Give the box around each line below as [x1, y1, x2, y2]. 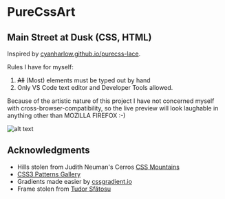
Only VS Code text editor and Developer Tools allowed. [17, 84, 173, 91]
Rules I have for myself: [7, 63, 74, 71]
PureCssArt [7, 4, 76, 20]
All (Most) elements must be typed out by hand [17, 76, 151, 84]
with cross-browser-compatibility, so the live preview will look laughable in [7, 104, 219, 112]
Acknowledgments [7, 145, 91, 156]
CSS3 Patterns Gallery [17, 169, 81, 178]
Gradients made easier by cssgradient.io [17, 177, 133, 185]
